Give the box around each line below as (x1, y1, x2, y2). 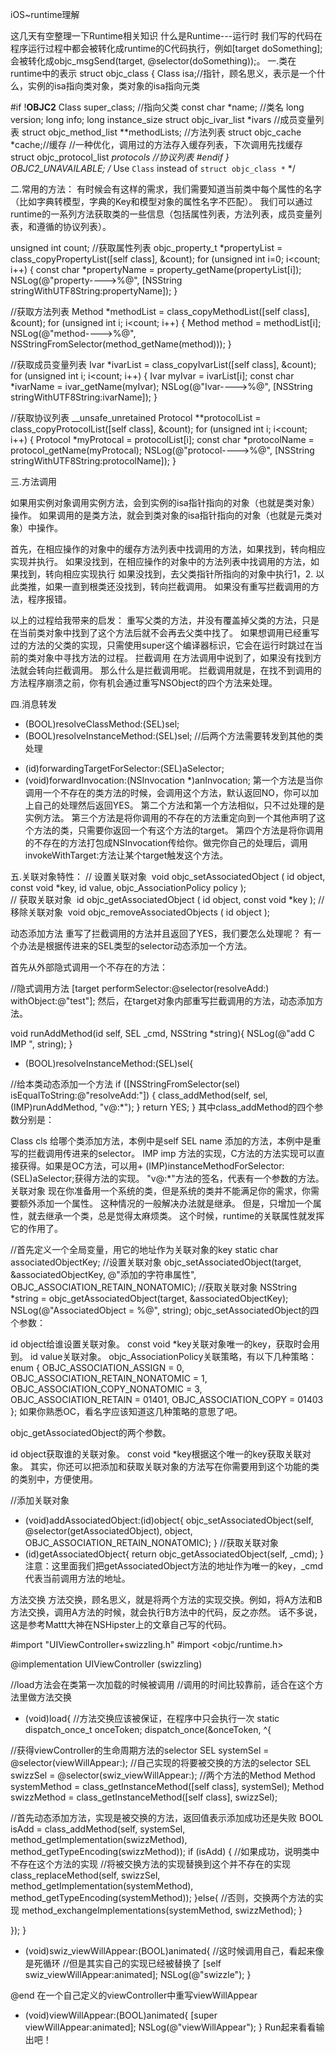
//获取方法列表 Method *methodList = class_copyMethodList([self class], (10, 306, 310, 317)
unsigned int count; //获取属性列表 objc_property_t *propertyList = (10, 242, 283, 253)
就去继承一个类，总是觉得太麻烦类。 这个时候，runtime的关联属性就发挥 (27, 1210, 325, 1222)
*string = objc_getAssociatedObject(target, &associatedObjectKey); (10, 1293, 289, 1304)
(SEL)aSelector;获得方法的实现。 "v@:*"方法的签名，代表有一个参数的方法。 (10, 1173, 325, 1184)
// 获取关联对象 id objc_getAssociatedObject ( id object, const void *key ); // (10, 894, 325, 905)
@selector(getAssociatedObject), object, (24, 1525, 193, 1537)
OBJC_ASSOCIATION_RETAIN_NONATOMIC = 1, (10, 1373, 208, 1384)
